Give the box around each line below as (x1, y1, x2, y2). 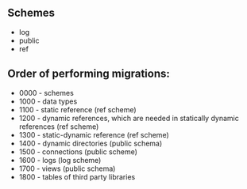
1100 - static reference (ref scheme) (18, 104, 137, 114)
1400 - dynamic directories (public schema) (18, 138, 163, 148)
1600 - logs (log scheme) (18, 155, 102, 164)
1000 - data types (18, 96, 78, 106)
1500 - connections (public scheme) (18, 146, 138, 157)
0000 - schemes (18, 88, 75, 97)
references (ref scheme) (18, 122, 99, 131)
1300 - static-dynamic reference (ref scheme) (18, 130, 169, 139)
